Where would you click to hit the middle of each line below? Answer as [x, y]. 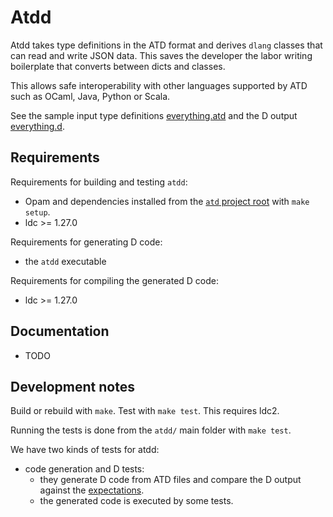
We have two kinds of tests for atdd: [85, 450]
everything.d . [37, 126]
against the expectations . [92, 490]
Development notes [72, 386]
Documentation [60, 331]
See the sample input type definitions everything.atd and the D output [154, 115]
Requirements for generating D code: [86, 242]
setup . [37, 212]
